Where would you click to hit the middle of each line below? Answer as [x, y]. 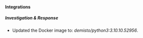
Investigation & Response [32, 18]
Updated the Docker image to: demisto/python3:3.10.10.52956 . [75, 30]
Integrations [18, 7]
